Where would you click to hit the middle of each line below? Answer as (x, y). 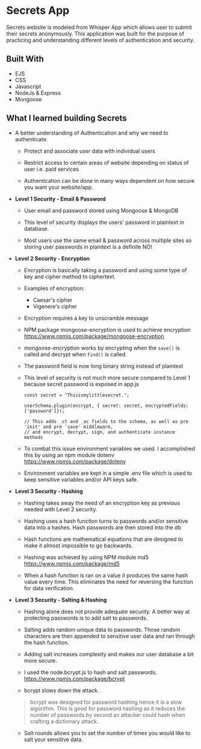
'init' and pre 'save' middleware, (68, 427)
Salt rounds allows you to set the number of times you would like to (107, 733)
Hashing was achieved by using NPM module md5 (86, 557)
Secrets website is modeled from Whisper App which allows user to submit (99, 27)
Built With (25, 59)
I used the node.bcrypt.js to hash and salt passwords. (91, 672)
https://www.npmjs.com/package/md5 (72, 563)
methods (33, 437)
